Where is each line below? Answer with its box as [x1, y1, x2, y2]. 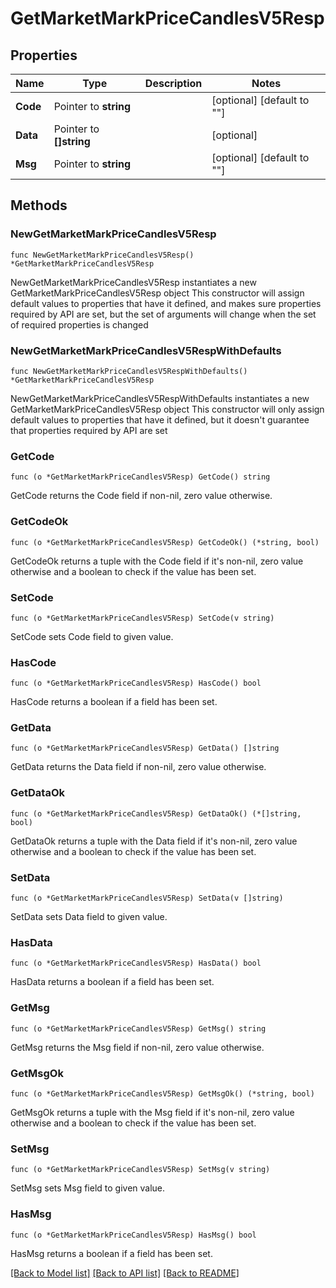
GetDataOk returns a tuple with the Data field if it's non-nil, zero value [10, 835, 298, 847]
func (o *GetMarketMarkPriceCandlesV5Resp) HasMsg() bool [10, 1230, 257, 1240]
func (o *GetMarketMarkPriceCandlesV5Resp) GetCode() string [10, 472, 271, 482]
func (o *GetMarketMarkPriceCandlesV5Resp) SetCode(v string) [10, 613, 275, 623]
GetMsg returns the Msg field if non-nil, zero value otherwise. [10, 1041, 265, 1053]
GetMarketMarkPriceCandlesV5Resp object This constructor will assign [10, 287, 305, 299]
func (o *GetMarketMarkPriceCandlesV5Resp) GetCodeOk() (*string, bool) [10, 537, 320, 547]
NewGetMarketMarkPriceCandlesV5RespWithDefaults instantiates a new [10, 392, 310, 404]
